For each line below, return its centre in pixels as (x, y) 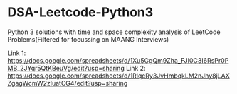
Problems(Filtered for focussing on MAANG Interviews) (88, 39)
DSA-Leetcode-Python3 (80, 12)
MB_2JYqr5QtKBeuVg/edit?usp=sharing (66, 68)
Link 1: (17, 53)
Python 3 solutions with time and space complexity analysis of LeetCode (114, 32)
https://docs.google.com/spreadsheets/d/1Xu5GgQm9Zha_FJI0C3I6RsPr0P (118, 60)
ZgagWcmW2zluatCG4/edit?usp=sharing (68, 83)
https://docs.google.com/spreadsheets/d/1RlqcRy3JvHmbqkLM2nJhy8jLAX (118, 76)
